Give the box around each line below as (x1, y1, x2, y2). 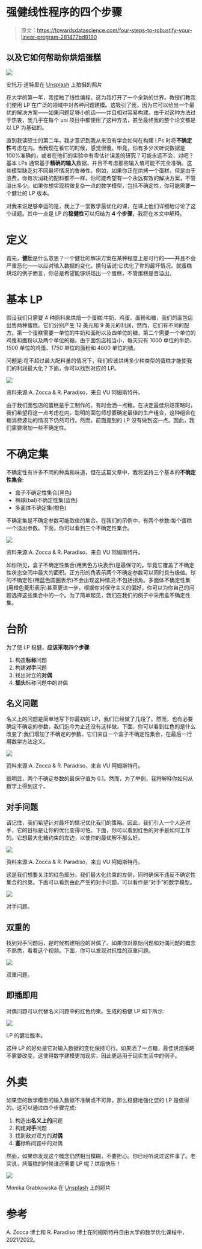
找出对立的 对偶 (14, 671, 52, 679)
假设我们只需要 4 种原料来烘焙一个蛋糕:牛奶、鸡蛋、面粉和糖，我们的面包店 (6, 314, 194, 321)
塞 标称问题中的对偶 (14, 1139, 63, 1146)
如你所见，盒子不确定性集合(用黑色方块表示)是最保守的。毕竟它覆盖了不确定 (6, 561, 195, 568)
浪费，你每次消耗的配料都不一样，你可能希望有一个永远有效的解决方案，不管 (6, 174, 196, 182)
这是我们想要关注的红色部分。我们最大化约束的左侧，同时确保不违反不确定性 (6, 871, 196, 879)
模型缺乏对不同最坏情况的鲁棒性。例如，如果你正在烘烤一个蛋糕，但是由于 (11, 167, 196, 174)
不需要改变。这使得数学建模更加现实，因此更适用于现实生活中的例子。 (6, 1052, 180, 1059)
